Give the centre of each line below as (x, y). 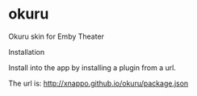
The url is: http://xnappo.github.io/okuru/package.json (98, 83)
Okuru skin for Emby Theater (57, 36)
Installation (27, 52)
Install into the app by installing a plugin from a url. (92, 67)
